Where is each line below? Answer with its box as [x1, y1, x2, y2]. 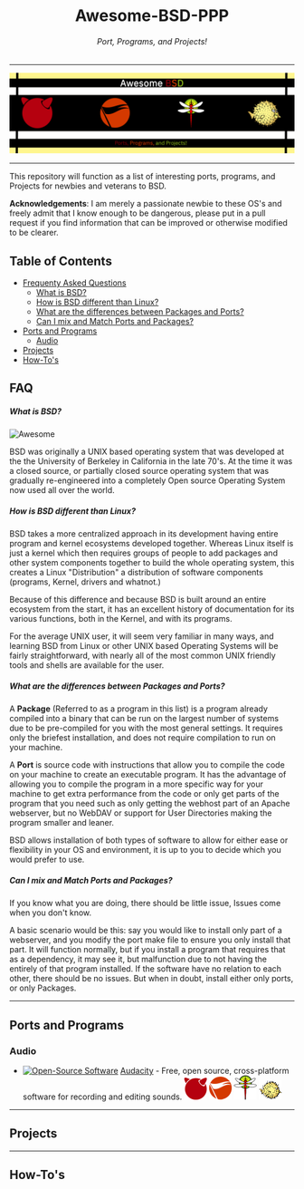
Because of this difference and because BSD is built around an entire [9, 594, 267, 605]
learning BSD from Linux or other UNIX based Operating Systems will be [9, 641, 279, 652]
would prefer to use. [9, 854, 85, 865]
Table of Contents [9, 253, 113, 268]
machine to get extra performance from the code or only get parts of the [9, 788, 280, 799]
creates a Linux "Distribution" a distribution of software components [9, 567, 264, 578]
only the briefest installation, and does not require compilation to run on [9, 732, 276, 743]
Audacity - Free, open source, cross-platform [120, 1065, 290, 1076]
